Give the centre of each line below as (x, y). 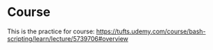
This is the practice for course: (51, 31)
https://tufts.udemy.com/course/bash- (151, 31)
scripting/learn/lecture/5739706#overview (68, 38)
